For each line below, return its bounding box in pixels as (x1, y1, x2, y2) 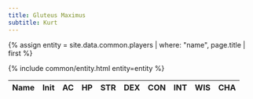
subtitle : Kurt (8, 19, 58, 27)
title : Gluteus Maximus (8, 11, 86, 19)
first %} (8, 48, 33, 58)
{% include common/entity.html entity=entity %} (8, 63, 165, 72)
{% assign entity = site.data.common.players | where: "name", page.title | (8, 40, 246, 49)
